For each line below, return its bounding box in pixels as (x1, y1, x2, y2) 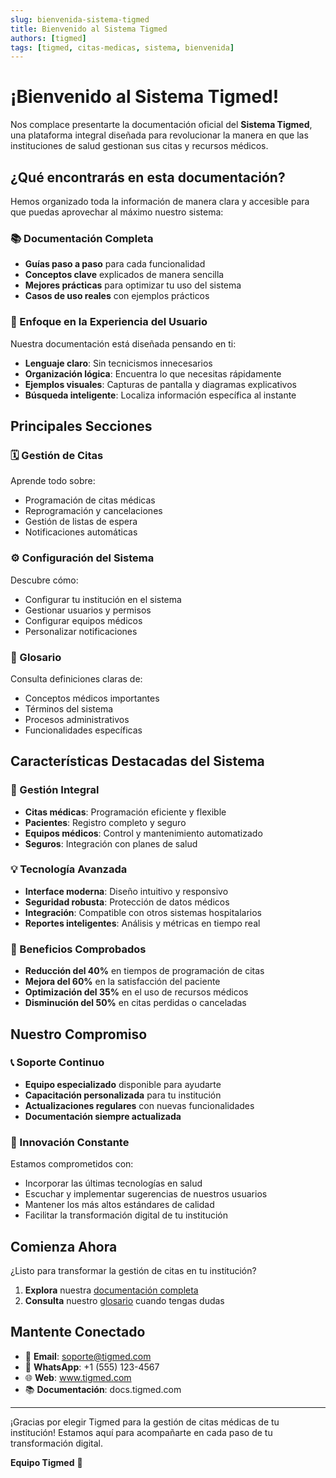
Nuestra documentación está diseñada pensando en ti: (10, 337, 237, 350)
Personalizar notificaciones (24, 625, 138, 637)
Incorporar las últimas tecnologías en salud (24, 1177, 203, 1190)
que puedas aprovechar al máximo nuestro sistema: (10, 206, 224, 218)
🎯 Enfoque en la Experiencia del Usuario (10, 315, 208, 329)
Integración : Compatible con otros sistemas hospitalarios (24, 906, 262, 918)
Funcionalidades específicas (24, 724, 143, 736)
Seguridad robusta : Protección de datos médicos (24, 896, 230, 908)
